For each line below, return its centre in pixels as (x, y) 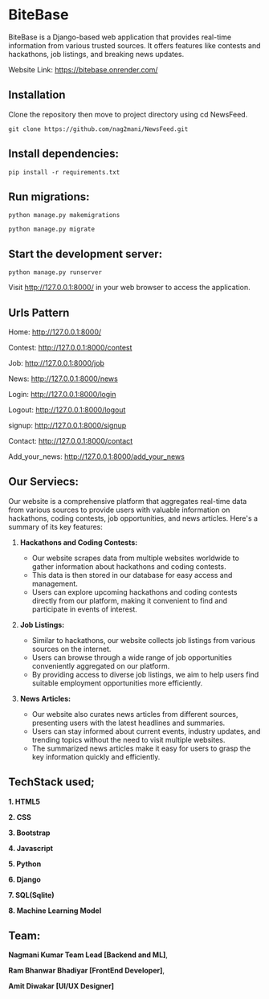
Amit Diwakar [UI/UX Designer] (61, 986)
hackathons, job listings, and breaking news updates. (96, 54)
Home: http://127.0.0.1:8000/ (55, 332)
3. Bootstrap (29, 833)
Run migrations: (49, 197)
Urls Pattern (39, 312)
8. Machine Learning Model (55, 911)
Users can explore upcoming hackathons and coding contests (134, 592)
